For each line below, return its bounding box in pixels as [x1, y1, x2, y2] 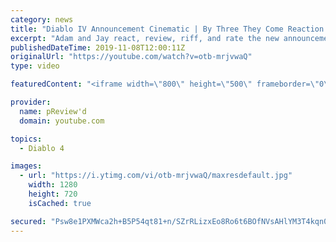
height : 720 [28, 189, 78, 199]
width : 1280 [28, 180, 78, 190]
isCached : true [28, 198, 92, 208]
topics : [10, 134, 43, 144]
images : [10, 161, 43, 171]
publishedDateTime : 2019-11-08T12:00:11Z [10, 42, 186, 53]
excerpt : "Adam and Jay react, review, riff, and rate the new [10, 33, 280, 43]
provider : [10, 97, 52, 107]
